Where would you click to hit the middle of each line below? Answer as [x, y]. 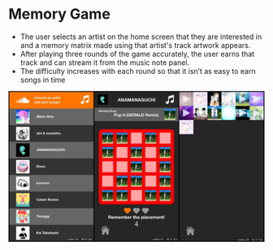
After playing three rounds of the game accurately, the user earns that [137, 54]
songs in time [43, 80]
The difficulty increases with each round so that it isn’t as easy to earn [138, 71]
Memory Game [60, 14]
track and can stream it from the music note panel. [104, 62]
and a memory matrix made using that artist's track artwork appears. [135, 45]
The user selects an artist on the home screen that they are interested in [141, 37]
